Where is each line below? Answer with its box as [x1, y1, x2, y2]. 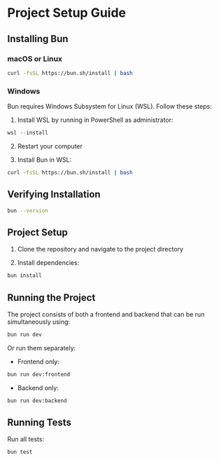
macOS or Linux [7, 54, 63, 64]
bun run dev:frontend [7, 371, 71, 378]
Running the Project [7, 291, 96, 303]
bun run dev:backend [7, 397, 68, 404]
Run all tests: [7, 435, 44, 443]
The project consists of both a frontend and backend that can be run [7, 310, 205, 318]
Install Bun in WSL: [17, 156, 72, 164]
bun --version [7, 207, 49, 214]
